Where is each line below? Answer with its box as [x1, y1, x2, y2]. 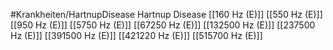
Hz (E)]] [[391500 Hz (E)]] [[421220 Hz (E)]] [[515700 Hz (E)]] [10, 30, 263, 41]
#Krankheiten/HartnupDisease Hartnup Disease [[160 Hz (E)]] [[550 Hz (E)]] [10, 9, 323, 20]
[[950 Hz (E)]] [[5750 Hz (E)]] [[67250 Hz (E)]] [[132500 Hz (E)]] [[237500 [10, 19, 316, 31]
